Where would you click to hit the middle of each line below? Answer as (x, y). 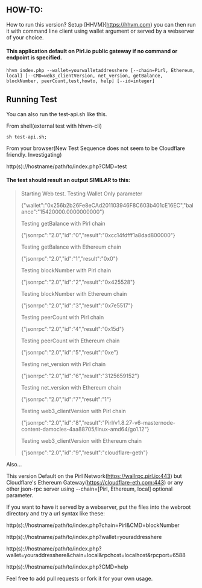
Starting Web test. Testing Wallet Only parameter (82, 194)
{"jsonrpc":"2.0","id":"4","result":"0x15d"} (73, 329)
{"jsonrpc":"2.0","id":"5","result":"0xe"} (70, 353)
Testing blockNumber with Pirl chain (66, 270)
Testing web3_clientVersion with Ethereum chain (81, 441)
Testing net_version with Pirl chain (63, 364)
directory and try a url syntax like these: (56, 514)
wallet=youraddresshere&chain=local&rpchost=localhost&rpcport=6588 (96, 555)
